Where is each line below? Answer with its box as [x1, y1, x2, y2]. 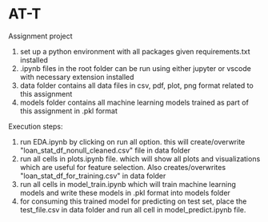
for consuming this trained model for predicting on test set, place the [19, 196, 247, 206]
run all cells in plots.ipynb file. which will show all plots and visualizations [19, 153, 261, 164]
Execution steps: [8, 121, 63, 131]
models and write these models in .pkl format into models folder [19, 188, 230, 197]
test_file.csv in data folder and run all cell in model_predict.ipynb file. [19, 204, 246, 214]
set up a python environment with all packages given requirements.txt [19, 46, 250, 56]
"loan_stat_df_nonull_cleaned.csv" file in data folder [19, 145, 190, 155]
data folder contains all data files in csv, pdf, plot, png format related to [19, 81, 254, 90]
